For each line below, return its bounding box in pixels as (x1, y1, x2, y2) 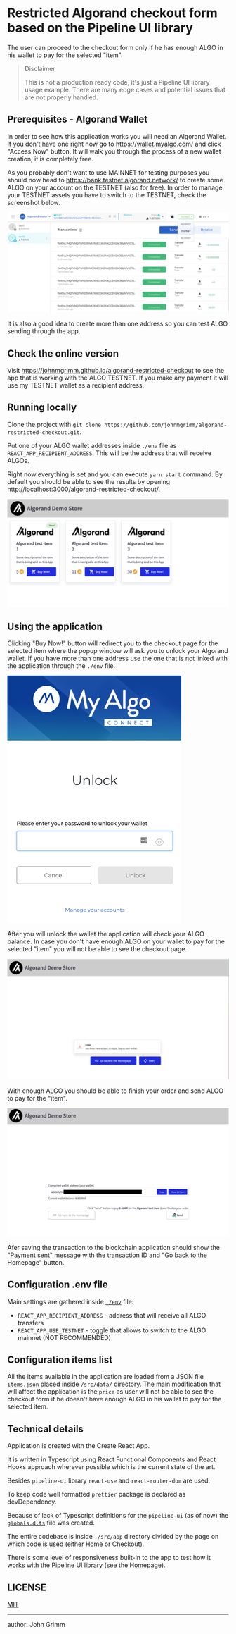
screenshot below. (7, 198, 61, 206)
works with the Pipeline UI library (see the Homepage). (7, 1561, 166, 1569)
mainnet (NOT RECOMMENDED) (17, 1333, 111, 1342)
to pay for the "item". (7, 1094, 68, 1102)
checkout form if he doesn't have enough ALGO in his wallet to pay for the (7, 1395, 222, 1404)
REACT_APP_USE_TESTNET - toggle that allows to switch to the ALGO (17, 1326, 206, 1335)
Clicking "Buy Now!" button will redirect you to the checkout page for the (7, 639, 218, 648)
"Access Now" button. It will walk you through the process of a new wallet (7, 147, 221, 156)
